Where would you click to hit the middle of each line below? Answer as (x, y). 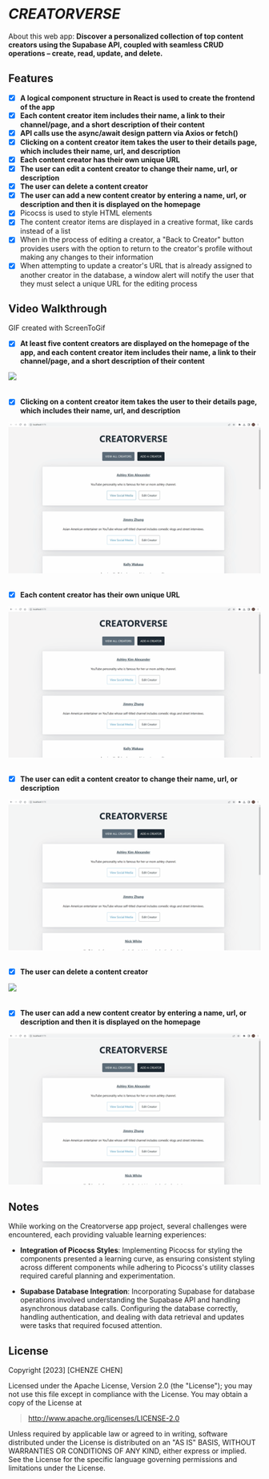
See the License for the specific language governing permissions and (123, 1460)
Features (31, 78)
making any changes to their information (86, 257)
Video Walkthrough (58, 309)
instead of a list (45, 231)
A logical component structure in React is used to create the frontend (137, 98)
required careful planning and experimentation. (98, 1276)
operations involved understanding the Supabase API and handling (130, 1300)
